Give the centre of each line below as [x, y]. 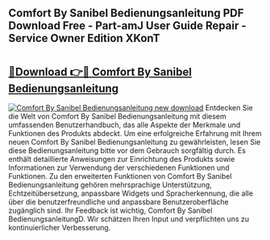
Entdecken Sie [229, 108]
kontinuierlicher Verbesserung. [60, 228]
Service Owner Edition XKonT [84, 38]
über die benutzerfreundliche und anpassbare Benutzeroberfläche [118, 202]
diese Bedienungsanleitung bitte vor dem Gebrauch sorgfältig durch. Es [127, 151]
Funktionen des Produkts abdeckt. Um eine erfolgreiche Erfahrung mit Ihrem [135, 133]
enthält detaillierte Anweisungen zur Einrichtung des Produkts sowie [122, 159]
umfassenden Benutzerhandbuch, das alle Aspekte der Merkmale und [125, 125]
